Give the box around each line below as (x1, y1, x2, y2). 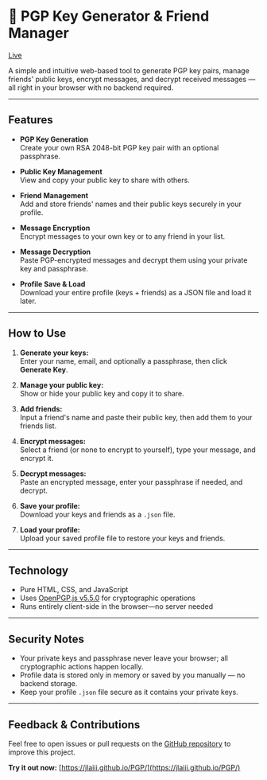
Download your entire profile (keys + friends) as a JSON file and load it (19, 287, 252, 297)
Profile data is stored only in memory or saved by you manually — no (19, 670, 246, 680)
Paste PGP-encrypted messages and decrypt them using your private (19, 255, 248, 265)
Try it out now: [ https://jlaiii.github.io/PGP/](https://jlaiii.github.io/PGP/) (8, 763, 241, 772)
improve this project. (8, 747, 75, 757)
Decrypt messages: (19, 469, 87, 478)
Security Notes (8, 632, 85, 645)
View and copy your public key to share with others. (19, 175, 191, 185)
